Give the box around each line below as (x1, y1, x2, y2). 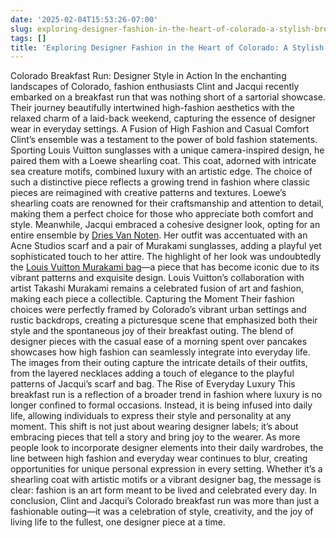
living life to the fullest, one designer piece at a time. (10, 516, 226, 528)
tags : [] (10, 33, 47, 43)
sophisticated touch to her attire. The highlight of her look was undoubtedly (10, 251, 322, 263)
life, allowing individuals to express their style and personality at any (10, 410, 292, 422)
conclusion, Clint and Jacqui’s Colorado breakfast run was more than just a (10, 495, 320, 507)
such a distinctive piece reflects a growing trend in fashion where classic (10, 176, 311, 188)
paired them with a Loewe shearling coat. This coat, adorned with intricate (10, 155, 317, 167)
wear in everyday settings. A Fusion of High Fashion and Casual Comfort (10, 123, 310, 135)
